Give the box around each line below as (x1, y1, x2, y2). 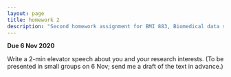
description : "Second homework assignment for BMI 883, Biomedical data (7, 23, 220, 30)
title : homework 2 (7, 16, 60, 23)
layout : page (7, 10, 45, 17)
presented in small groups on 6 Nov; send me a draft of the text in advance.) (7, 63, 223, 71)
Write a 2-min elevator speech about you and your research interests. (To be (7, 55, 224, 63)
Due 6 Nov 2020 (7, 42, 55, 50)
